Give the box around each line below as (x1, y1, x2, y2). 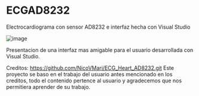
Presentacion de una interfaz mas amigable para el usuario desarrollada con (6, 46, 194, 54)
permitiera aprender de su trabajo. (6, 83, 91, 90)
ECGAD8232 (6, 4, 70, 17)
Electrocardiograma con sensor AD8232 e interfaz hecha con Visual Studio (6, 23, 191, 30)
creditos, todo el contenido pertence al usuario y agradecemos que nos (6, 77, 182, 84)
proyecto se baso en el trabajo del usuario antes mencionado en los (6, 70, 173, 78)
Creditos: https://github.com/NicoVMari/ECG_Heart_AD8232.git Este (6, 64, 175, 72)
